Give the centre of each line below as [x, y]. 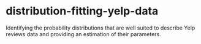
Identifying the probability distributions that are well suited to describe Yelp [100, 28]
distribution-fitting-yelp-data [82, 11]
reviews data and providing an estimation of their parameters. [84, 34]
